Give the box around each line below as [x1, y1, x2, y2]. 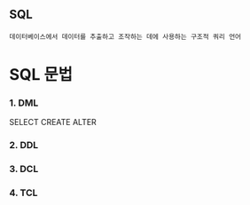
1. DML [9, 97, 39, 109]
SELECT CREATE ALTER [9, 117, 98, 128]
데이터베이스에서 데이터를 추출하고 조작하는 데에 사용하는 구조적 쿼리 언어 [9, 32, 242, 41]
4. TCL [9, 186, 38, 199]
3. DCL [9, 163, 39, 176]
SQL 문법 [9, 65, 74, 84]
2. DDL [9, 139, 39, 152]
